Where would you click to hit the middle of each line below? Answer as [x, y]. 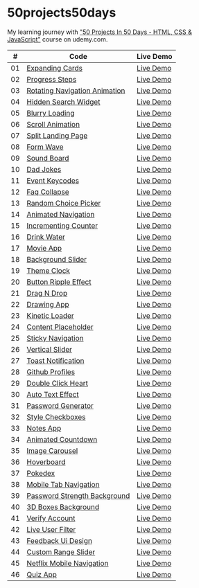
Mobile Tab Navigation [63, 484]
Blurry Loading [51, 113]
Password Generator [60, 405]
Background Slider [57, 259]
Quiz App [42, 574]
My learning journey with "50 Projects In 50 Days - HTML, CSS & [99, 32]
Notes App [44, 428]
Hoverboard [46, 462]
